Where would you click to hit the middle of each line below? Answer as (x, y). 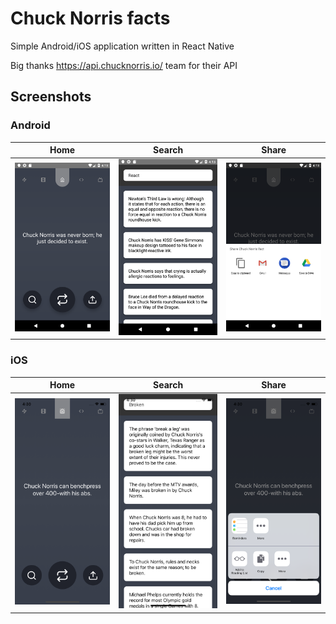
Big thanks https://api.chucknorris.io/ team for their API (124, 65)
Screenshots (51, 97)
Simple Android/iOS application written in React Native (122, 46)
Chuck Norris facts (90, 18)
